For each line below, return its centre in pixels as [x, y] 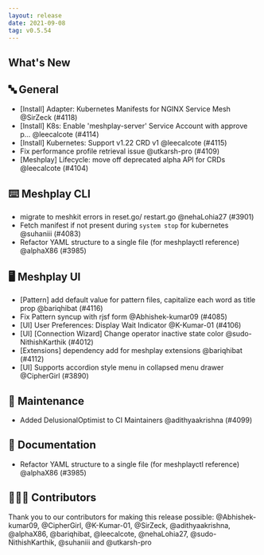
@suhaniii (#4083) [50, 234]
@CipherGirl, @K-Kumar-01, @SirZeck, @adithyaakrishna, [136, 525]
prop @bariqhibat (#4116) [61, 309]
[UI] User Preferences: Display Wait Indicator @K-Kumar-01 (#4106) [130, 325]
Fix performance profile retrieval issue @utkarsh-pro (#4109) [120, 151]
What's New [39, 62]
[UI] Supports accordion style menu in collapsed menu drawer [122, 367]
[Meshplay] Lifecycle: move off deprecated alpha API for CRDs [122, 159]
